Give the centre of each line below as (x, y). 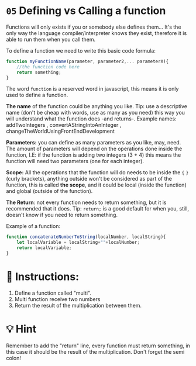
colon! (14, 358)
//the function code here (48, 67)
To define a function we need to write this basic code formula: (81, 50)
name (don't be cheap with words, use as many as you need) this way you (96, 113)
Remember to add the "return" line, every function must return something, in (98, 346)
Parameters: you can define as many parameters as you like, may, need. (94, 143)
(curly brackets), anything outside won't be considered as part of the (89, 179)
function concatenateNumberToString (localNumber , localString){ (86, 237)
